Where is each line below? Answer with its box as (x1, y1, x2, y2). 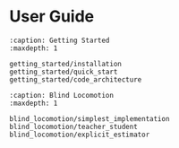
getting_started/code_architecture (9, 74, 142, 84)
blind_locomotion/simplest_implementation (9, 114, 170, 123)
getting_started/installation (9, 59, 123, 68)
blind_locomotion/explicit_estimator (9, 130, 150, 139)
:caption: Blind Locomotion (9, 91, 115, 100)
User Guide (9, 6, 95, 27)
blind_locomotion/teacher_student (9, 122, 139, 131)
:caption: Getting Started (9, 36, 110, 45)
